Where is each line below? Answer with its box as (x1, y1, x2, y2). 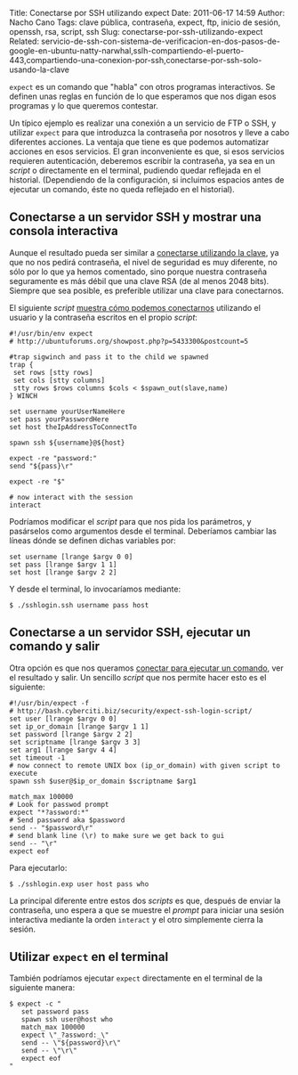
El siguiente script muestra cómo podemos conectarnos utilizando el (9, 302, 261, 313)
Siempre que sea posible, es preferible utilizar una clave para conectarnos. (9, 285, 285, 296)
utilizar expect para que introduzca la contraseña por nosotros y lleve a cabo (9, 127, 290, 137)
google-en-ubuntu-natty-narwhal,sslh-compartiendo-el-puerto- (9, 45, 245, 56)
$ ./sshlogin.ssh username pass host (9, 600, 149, 609)
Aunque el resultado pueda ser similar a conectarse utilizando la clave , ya (9, 247, 279, 257)
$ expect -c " (9, 999, 62, 1009)
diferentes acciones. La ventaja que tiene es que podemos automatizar (9, 137, 270, 147)
